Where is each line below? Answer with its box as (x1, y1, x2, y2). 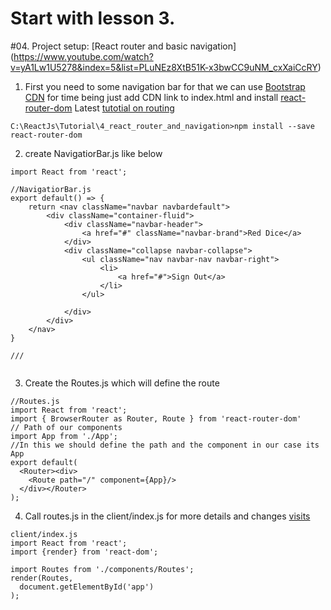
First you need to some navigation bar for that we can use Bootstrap (24, 80, 306, 92)
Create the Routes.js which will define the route (24, 377, 220, 389)
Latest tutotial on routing (74, 102, 175, 114)
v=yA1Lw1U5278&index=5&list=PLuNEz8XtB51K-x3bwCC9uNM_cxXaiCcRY (10, 61, 318, 73)
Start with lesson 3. (10, 7, 176, 30)
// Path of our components (10, 422, 123, 432)
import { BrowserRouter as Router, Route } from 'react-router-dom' (10, 413, 302, 424)
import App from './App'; (10, 431, 118, 441)
